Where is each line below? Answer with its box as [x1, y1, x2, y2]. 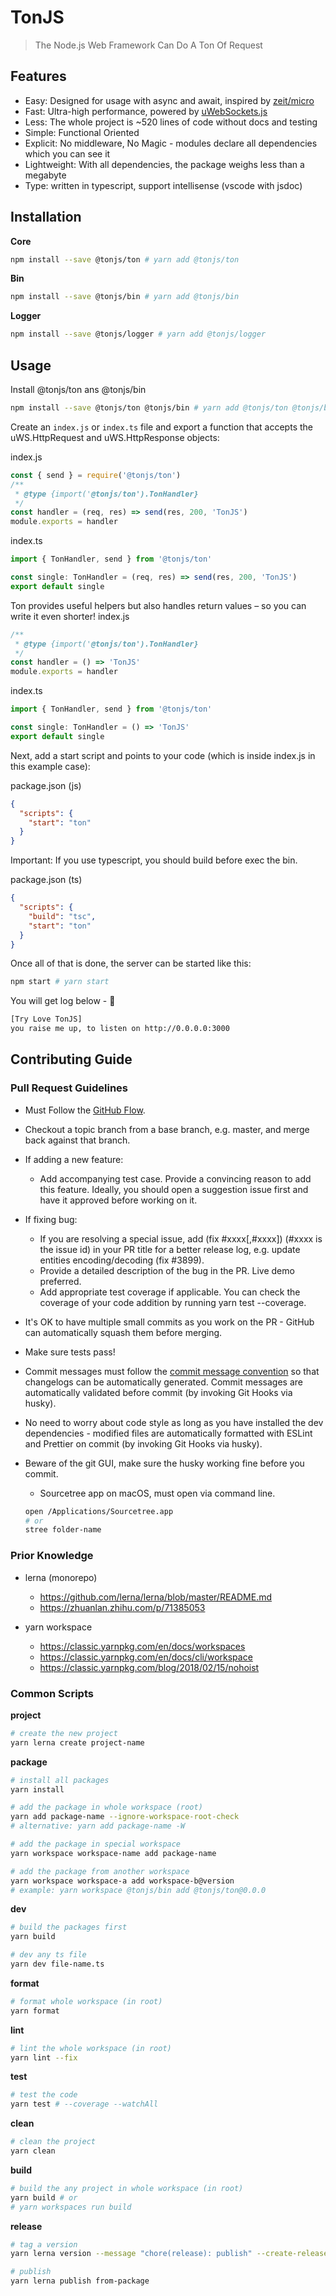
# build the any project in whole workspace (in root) [10, 2183, 244, 2193]
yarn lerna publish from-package [10, 2276, 150, 2286]
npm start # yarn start [10, 977, 110, 987]
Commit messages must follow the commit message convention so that [24, 1365, 320, 1377]
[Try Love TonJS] [10, 1014, 83, 1025]
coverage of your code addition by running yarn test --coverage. [39, 1296, 307, 1308]
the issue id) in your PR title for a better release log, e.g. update [39, 1243, 301, 1255]
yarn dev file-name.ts [10, 1959, 105, 1970]
